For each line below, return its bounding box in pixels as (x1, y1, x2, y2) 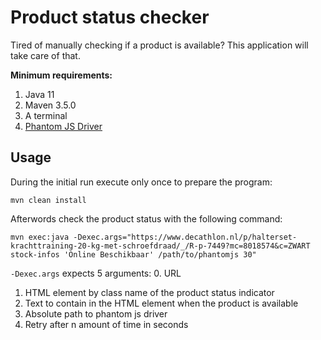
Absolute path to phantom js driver (24, 307, 168, 320)
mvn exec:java (10, 232, 70, 242)
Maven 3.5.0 (24, 99, 77, 111)
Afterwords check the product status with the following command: (10, 212, 283, 225)
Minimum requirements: (10, 69, 113, 81)
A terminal (24, 109, 68, 121)
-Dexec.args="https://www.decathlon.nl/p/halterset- (73, 232, 298, 242)
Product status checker (10, 6, 210, 29)
